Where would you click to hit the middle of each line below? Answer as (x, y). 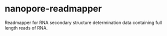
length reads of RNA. (26, 27)
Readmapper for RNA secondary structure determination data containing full (83, 22)
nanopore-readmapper (53, 9)
